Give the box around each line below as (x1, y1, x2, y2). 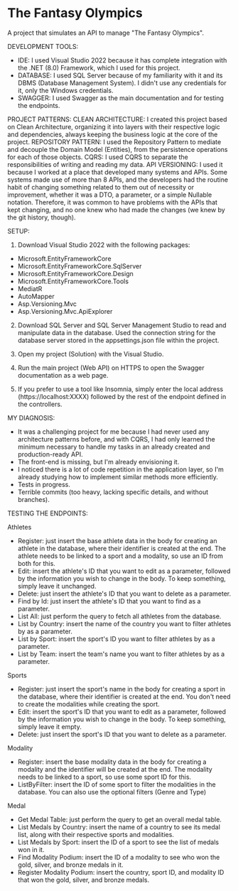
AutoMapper (17, 292, 55, 300)
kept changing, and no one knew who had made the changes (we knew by (7, 205, 225, 214)
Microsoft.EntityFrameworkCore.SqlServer (17, 261, 142, 270)
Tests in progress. (17, 480, 71, 488)
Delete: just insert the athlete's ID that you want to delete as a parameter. (17, 589, 232, 598)
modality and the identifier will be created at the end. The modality (17, 765, 213, 773)
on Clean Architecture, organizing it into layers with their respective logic (7, 122, 220, 131)
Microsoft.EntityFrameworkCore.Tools (17, 277, 129, 285)
